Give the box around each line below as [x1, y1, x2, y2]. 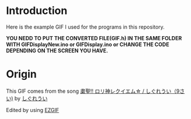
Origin [6, 68, 37, 81]
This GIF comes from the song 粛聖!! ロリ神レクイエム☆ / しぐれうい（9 [6, 87, 180, 94]
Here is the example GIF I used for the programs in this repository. [6, 23, 165, 30]
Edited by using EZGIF [6, 106, 60, 113]
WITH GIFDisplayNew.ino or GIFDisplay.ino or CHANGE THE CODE [6, 41, 169, 48]
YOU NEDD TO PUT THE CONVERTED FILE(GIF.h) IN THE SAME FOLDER [6, 34, 182, 41]
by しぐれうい [14, 94, 48, 101]
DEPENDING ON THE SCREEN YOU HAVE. [6, 47, 108, 54]
